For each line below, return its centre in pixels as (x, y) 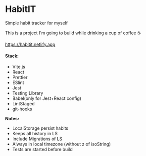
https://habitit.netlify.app (30, 44)
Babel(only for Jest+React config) (47, 98)
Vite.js (19, 67)
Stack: (12, 56)
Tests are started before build (42, 150)
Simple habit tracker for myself (37, 23)
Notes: (12, 119)
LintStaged (23, 104)
